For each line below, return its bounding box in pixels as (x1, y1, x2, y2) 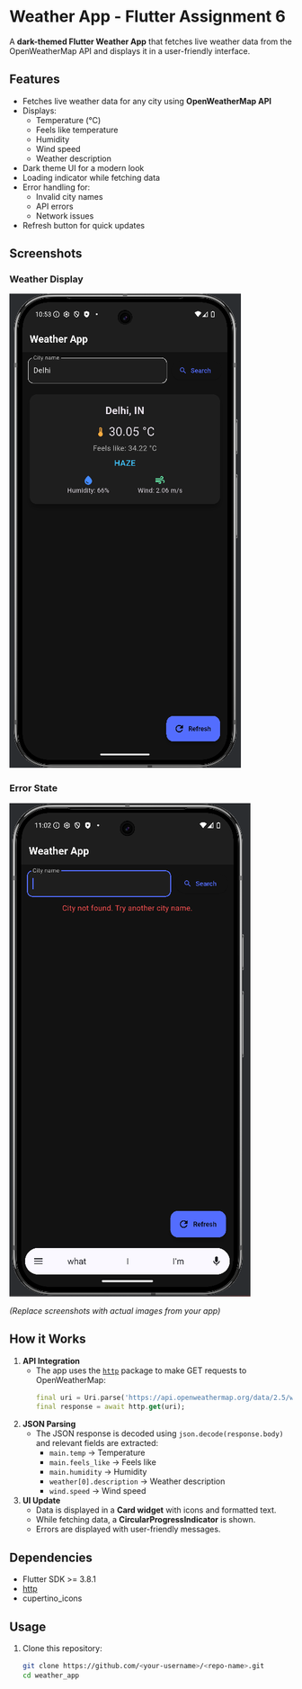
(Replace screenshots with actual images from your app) (9, 1305, 221, 1316)
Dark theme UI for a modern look (22, 162, 145, 173)
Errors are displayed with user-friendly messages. (35, 1523, 221, 1535)
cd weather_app (22, 1671, 80, 1680)
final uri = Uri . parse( (35, 1393, 126, 1402)
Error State (9, 782, 58, 795)
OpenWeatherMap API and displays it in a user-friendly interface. (9, 45, 251, 56)
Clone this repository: (22, 1642, 102, 1653)
